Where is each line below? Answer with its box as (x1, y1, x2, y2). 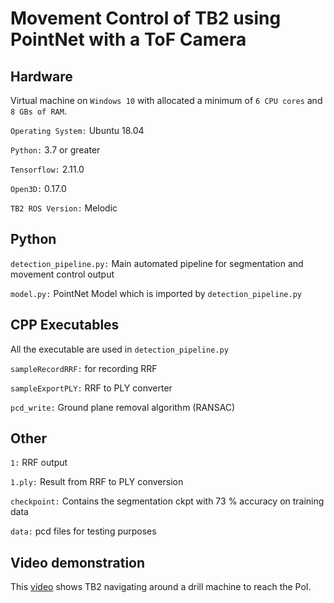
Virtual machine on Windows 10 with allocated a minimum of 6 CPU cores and (10, 95, 323, 106)
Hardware (10, 68, 73, 85)
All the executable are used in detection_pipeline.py (10, 343, 229, 355)
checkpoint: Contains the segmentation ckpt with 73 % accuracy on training (10, 495, 325, 507)
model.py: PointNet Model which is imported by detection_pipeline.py (10, 287, 302, 299)
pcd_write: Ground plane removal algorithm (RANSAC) (10, 401, 236, 413)
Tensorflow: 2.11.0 (10, 163, 85, 175)
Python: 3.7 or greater (10, 144, 101, 156)
